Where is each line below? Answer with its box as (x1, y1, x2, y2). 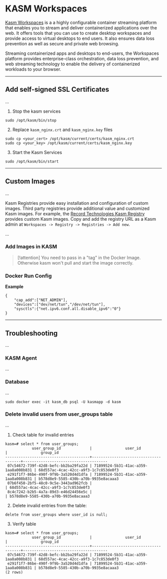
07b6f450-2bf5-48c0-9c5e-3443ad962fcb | (7, 480, 92, 486)
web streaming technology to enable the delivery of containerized (5, 61, 140, 67)
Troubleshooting (5, 329, 58, 337)
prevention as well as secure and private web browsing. (5, 40, 119, 46)
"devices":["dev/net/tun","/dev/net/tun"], (14, 302, 106, 307)
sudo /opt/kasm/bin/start (5, 159, 59, 164)
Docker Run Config (5, 272, 52, 279)
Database (5, 378, 29, 385)
